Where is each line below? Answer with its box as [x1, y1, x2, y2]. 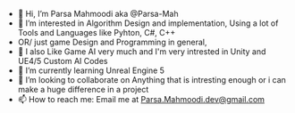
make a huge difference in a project [17, 85, 149, 94]
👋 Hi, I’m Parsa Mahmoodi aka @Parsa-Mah [17, 9, 179, 19]
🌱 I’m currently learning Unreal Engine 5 [17, 65, 165, 76]
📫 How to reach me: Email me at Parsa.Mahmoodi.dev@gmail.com [17, 94, 265, 104]
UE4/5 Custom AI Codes [17, 56, 108, 66]
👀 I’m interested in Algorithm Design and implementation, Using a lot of [17, 18, 279, 28]
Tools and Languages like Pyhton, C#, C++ [17, 28, 176, 37]
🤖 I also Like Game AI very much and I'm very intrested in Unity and [17, 46, 266, 57]
